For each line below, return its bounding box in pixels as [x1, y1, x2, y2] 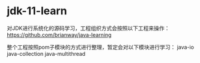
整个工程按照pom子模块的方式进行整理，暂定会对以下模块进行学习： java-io [7, 43, 195, 51]
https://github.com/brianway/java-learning [7, 31, 112, 38]
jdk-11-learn [7, 4, 68, 18]
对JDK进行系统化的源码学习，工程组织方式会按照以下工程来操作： [7, 24, 170, 31]
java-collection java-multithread [7, 50, 86, 57]
